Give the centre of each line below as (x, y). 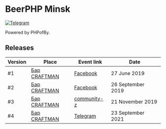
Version (17, 62)
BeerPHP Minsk (38, 9)
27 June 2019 (128, 73)
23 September (128, 113)
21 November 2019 (134, 101)
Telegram (85, 116)
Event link (90, 62)
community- (89, 98)
